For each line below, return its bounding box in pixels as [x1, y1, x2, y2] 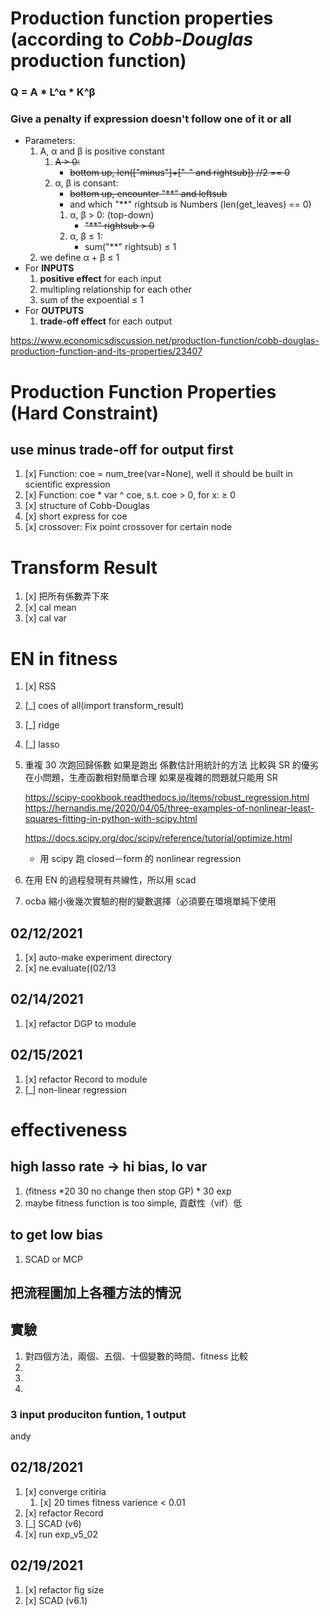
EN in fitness [10, 647, 118, 670]
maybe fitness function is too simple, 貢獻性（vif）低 [24, 1197, 243, 1209]
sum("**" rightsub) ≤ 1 [84, 241, 177, 253]
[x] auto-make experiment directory [24, 952, 173, 964]
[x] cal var [24, 612, 67, 624]
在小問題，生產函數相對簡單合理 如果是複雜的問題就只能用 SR [24, 772, 278, 784]
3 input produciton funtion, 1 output [10, 1407, 187, 1421]
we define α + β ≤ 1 [39, 252, 120, 264]
